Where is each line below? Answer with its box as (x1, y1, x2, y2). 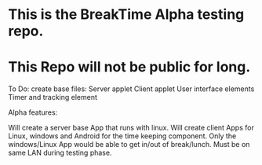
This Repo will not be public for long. (8, 58, 251, 76)
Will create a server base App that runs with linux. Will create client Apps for (8, 123, 255, 133)
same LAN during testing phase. (8, 148, 112, 158)
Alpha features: (8, 108, 58, 117)
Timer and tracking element (8, 93, 98, 102)
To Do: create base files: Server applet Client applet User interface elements (8, 84, 255, 93)
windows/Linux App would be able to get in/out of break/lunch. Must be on (8, 140, 250, 149)
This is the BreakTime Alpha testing (8, 5, 245, 24)
